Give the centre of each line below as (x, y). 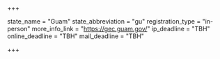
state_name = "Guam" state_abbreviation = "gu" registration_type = (104, 21)
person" (19, 29)
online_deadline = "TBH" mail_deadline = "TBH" (76, 36)
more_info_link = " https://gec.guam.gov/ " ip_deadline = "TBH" (121, 29)
